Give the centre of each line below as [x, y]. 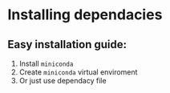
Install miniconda [46, 63]
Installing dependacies [85, 15]
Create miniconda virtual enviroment [78, 72]
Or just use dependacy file [63, 81]
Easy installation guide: [67, 44]
